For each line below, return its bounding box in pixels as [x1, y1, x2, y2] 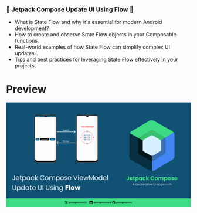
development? [14, 25, 49, 32]
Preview [6, 83, 47, 96]
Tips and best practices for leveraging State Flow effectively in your [14, 56, 178, 63]
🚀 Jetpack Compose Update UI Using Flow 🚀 [6, 5, 134, 13]
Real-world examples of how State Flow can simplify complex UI [14, 43, 171, 50]
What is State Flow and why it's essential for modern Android [14, 19, 162, 26]
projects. [14, 62, 36, 69]
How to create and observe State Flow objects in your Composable [14, 31, 177, 38]
